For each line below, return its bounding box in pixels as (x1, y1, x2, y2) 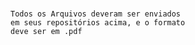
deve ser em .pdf (10, 27, 83, 37)
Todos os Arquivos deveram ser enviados (10, 9, 182, 19)
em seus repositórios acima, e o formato (10, 18, 186, 28)
